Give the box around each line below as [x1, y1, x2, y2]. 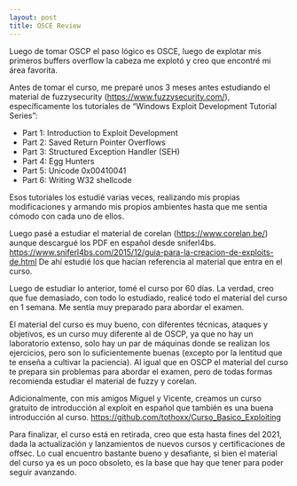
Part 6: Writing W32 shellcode [21, 174, 132, 185]
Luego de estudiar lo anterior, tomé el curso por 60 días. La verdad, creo [9, 283, 275, 293]
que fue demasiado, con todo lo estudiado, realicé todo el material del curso [9, 292, 288, 303]
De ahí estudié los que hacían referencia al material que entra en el [38, 256, 283, 267]
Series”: [9, 110, 38, 121]
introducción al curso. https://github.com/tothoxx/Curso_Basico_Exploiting [9, 411, 282, 422]
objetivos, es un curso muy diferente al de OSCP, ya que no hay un [9, 328, 254, 339]
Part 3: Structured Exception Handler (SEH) [21, 146, 180, 156]
